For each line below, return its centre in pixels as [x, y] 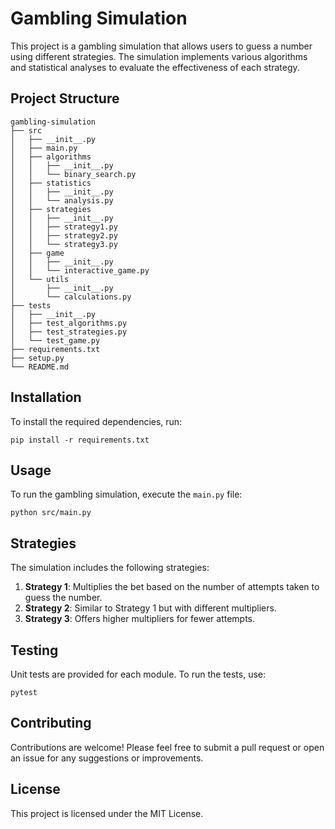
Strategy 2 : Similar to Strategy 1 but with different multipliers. [150, 608]
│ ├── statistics [51, 183]
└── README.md [40, 367]
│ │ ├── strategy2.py [64, 235]
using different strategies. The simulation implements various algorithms [159, 56]
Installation [46, 397]
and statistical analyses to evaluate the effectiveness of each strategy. [155, 67]
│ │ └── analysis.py [62, 200]
